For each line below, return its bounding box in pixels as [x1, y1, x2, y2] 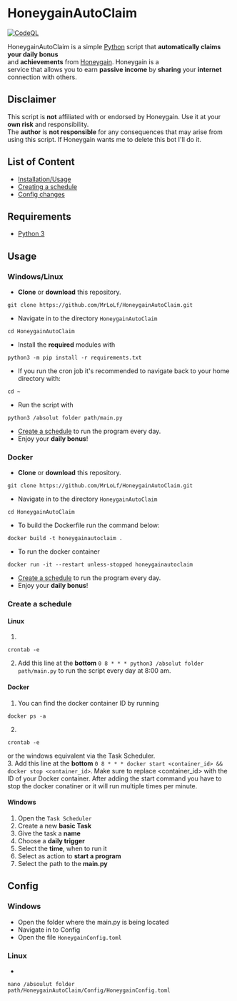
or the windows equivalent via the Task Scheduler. [7, 751, 156, 760]
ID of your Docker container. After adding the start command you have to [7, 774, 222, 783]
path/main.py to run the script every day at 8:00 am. [17, 666, 171, 675]
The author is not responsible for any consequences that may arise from [7, 127, 223, 136]
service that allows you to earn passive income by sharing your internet [7, 65, 222, 73]
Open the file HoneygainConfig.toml [17, 933, 122, 941]
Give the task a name [17, 829, 81, 838]
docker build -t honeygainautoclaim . [7, 535, 123, 542]
